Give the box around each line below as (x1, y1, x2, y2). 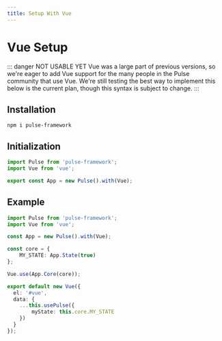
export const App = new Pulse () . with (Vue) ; (7, 177, 133, 184)
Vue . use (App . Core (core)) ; (7, 270, 81, 277)
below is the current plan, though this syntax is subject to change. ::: (7, 84, 199, 92)
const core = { (7, 246, 51, 253)
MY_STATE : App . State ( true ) (19, 252, 96, 259)
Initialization (7, 140, 61, 152)
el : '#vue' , (13, 289, 48, 296)
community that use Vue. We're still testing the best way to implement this (7, 77, 216, 85)
